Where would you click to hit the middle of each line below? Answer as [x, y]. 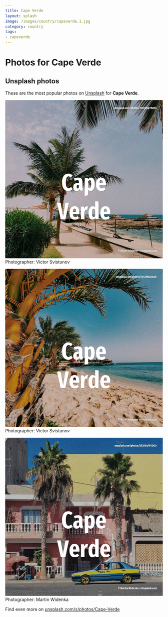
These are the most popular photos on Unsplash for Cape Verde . [72, 93]
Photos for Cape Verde [53, 63]
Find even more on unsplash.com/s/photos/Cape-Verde [62, 609]
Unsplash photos [32, 81]
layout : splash [21, 16]
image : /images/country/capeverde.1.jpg [48, 21]
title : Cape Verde [24, 11]
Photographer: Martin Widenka [37, 599]
